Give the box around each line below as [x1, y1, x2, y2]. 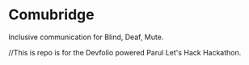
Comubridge [8, 6, 95, 24]
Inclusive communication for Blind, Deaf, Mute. [8, 32, 164, 42]
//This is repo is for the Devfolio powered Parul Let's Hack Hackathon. [8, 47, 242, 57]
